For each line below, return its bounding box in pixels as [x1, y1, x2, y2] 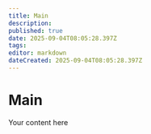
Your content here [8, 117, 69, 127]
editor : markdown [8, 49, 67, 57]
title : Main [8, 11, 48, 20]
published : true [8, 26, 63, 35]
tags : [8, 42, 27, 50]
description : [8, 19, 52, 27]
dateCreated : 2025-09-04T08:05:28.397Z [8, 57, 143, 65]
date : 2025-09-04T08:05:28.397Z [8, 34, 117, 43]
